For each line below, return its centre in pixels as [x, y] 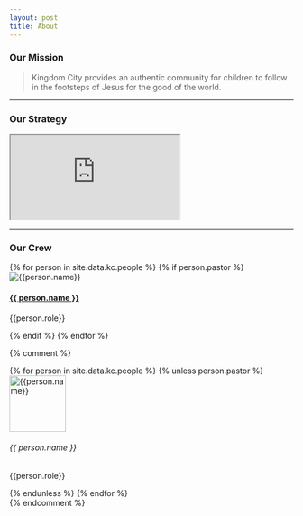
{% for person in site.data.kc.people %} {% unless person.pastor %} [137, 371]
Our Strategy [38, 118]
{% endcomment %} [47, 502]
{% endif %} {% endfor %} [59, 335]
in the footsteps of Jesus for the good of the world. [126, 87]
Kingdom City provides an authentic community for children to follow [159, 77]
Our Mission [37, 58]
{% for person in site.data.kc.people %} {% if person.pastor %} [127, 267]
